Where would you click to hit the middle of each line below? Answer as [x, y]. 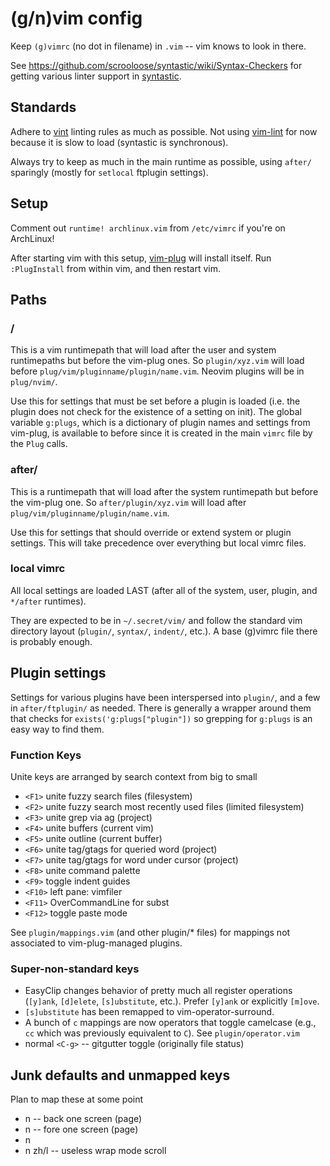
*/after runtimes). [48, 601]
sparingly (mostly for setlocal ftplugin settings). [109, 172]
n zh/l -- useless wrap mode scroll [95, 1151]
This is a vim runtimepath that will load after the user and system [143, 350]
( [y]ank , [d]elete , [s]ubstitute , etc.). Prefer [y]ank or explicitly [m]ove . [172, 1001]
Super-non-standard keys [75, 969]
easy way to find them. [57, 729]
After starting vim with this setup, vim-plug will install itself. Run [141, 258]
